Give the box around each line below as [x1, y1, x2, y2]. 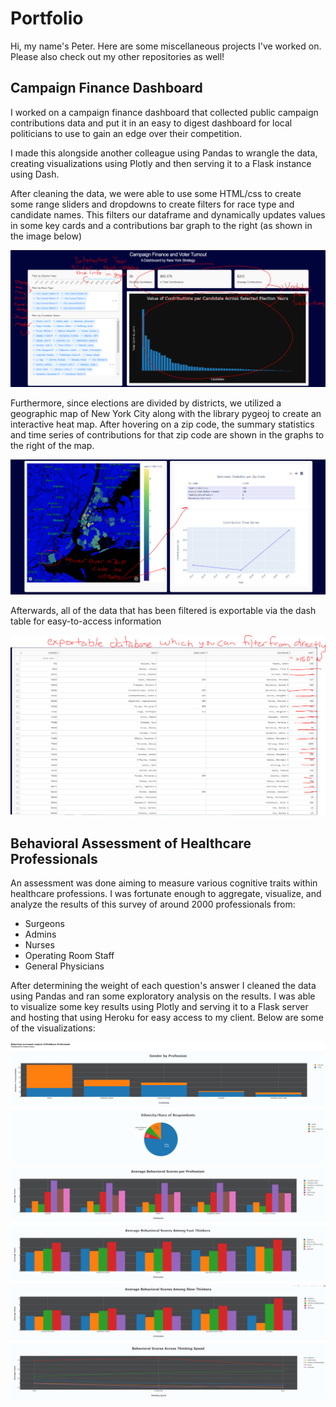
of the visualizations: [10, 1022, 96, 1034]
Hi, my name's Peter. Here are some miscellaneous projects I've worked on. [10, 40, 322, 52]
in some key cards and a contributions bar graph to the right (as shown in [10, 219, 313, 231]
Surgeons [24, 918, 65, 930]
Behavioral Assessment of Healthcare [10, 835, 252, 852]
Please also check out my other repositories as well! [10, 50, 225, 62]
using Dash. [10, 168, 60, 180]
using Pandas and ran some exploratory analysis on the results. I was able [10, 990, 316, 1002]
